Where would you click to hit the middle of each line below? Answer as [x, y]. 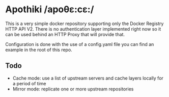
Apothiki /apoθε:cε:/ [50, 9]
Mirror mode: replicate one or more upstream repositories [73, 89]
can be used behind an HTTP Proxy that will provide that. [65, 34]
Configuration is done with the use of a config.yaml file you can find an [80, 44]
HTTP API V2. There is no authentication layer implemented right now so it [83, 29]
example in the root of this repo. [39, 50]
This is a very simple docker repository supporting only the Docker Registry [84, 23]
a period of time [29, 83]
